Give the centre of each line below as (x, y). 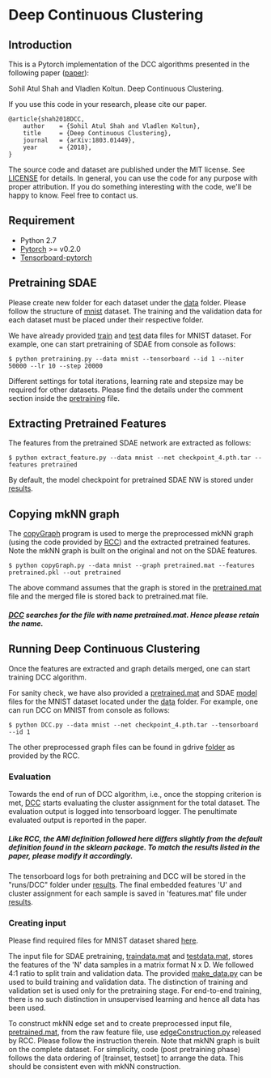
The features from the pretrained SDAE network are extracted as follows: (130, 443)
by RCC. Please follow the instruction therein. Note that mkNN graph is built (134, 1041)
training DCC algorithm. (48, 677)
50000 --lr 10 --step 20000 (56, 366)
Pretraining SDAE (53, 283)
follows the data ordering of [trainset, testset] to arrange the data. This (126, 1058)
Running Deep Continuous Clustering (104, 649)
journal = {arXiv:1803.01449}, (79, 140)
